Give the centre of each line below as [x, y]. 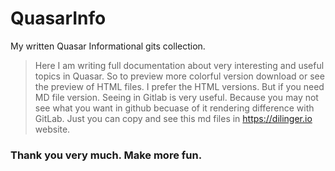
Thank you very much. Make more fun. [106, 155]
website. [52, 129]
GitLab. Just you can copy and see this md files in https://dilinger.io [173, 118]
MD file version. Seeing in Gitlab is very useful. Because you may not [176, 97]
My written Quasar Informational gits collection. [108, 46]
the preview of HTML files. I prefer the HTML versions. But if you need [179, 86]
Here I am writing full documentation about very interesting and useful [179, 65]
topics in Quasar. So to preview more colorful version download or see [179, 76]
